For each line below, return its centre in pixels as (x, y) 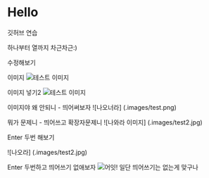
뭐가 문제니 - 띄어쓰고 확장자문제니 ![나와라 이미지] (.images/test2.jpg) (105, 122)
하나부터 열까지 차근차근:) (42, 47)
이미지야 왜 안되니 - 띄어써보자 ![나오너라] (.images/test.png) (92, 107)
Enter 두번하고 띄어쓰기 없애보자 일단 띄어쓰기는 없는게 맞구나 (103, 167)
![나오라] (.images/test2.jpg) (47, 152)
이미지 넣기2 (24, 92)
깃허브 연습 (23, 32)
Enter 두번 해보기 (31, 137)
